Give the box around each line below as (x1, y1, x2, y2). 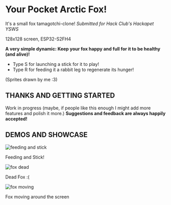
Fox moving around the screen (5, 193, 70, 200)
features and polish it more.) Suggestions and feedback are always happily (5, 110, 166, 116)
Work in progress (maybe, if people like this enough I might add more (5, 105, 151, 111)
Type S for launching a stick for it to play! (12, 61, 100, 67)
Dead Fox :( (5, 174, 30, 180)
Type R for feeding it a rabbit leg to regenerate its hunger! (12, 66, 134, 73)
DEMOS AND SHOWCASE (5, 130, 88, 139)
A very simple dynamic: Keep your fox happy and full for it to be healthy (5, 45, 161, 52)
